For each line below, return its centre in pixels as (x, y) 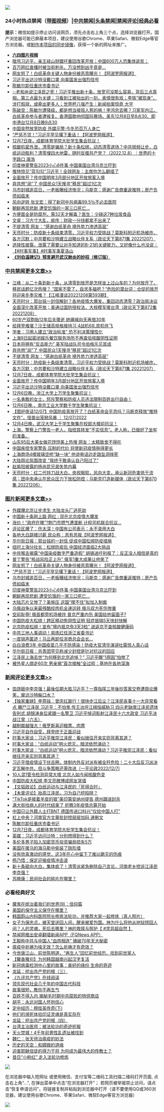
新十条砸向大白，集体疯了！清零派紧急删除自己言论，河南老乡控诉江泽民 (85, 867)
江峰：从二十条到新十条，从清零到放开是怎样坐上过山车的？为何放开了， (85, 283)
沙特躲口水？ (42, 695)
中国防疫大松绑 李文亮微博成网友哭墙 (49, 781)
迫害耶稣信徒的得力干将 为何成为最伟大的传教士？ (62, 1051)
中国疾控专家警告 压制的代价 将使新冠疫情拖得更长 (62, 448)
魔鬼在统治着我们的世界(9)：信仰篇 (47, 904)
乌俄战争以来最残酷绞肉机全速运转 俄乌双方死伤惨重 (64, 608)
